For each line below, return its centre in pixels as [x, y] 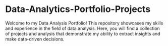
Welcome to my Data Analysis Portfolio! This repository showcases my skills [84, 23]
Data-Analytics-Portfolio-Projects [78, 9]
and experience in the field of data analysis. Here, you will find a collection [82, 28]
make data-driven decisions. [35, 39]
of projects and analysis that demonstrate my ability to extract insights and [83, 33]
